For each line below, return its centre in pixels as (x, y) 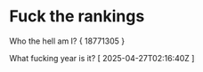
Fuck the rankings (77, 16)
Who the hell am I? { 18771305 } (67, 41)
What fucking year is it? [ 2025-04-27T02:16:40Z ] (102, 58)
